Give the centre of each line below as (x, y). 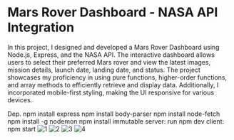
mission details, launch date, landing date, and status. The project (104, 70)
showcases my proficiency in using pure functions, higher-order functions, (117, 77)
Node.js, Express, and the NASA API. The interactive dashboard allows (111, 55)
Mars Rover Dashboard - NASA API (113, 12)
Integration (41, 27)
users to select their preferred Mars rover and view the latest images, (109, 62)
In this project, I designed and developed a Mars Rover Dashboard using (113, 47)
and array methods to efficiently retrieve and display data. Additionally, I (113, 85)
